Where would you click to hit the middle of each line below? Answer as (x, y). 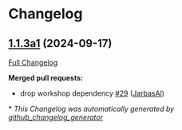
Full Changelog (33, 62)
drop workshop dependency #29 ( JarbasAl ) (92, 93)
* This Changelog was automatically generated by (91, 109)
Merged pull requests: (46, 78)
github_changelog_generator (56, 117)
